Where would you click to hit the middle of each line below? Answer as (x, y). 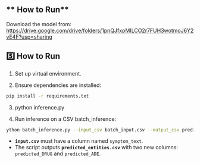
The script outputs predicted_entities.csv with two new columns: (96, 148)
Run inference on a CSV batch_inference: (65, 119)
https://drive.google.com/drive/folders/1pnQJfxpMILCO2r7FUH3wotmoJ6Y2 (100, 30)
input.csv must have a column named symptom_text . (79, 141)
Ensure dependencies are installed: (58, 85)
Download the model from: (39, 24)
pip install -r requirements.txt (48, 96)
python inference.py (40, 107)
